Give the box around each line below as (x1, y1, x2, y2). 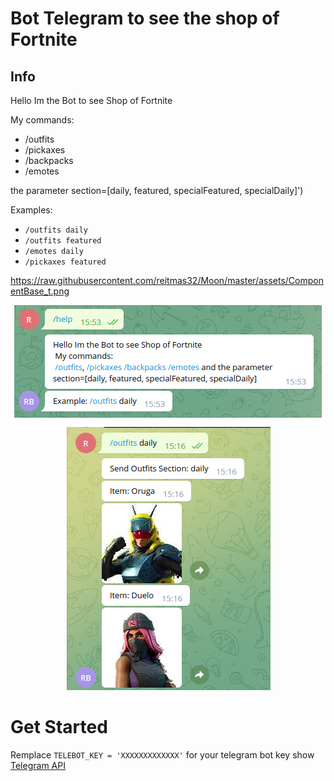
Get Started (10, 716, 108, 739)
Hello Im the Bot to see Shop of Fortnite (10, 95, 173, 106)
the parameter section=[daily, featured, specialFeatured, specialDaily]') (10, 185, 304, 196)
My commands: (10, 114, 75, 126)
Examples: (10, 204, 53, 216)
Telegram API (10, 759, 66, 771)
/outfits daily (24, 225, 89, 235)
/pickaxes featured (24, 257, 107, 267)
